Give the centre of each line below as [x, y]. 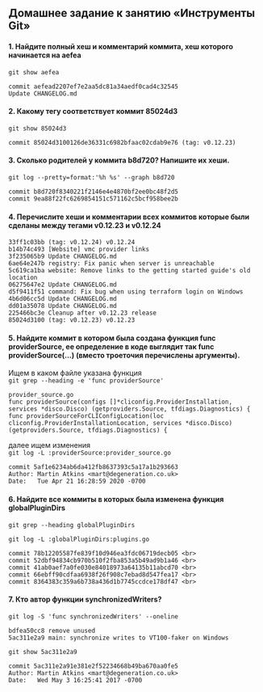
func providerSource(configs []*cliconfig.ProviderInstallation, [120, 402]
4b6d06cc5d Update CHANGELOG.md [63, 299]
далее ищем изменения [50, 445]
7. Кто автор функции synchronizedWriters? [85, 599]
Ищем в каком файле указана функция [75, 373]
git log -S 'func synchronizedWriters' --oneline [94, 616]
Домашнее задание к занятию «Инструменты [132, 13]
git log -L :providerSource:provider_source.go [90, 453]
